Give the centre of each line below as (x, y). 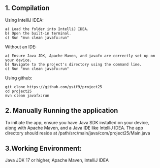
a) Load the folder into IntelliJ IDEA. (47, 29)
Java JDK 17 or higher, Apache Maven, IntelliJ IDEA (57, 160)
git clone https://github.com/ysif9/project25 (54, 87)
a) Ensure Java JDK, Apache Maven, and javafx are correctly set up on (80, 56)
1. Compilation (28, 8)
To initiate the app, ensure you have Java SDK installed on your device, (77, 122)
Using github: (19, 78)
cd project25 (18, 91)
